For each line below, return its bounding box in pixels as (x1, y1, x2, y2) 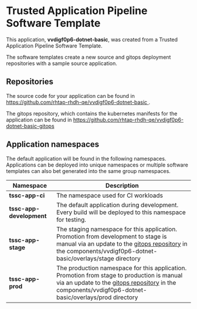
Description (105, 181, 139, 189)
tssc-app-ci (9, 191, 45, 199)
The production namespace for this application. (56, 264, 187, 272)
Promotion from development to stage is (56, 232, 167, 240)
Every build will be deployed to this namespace (56, 208, 186, 216)
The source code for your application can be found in (6, 92, 135, 99)
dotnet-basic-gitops (6, 122, 55, 130)
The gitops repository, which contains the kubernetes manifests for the (6, 110, 178, 117)
